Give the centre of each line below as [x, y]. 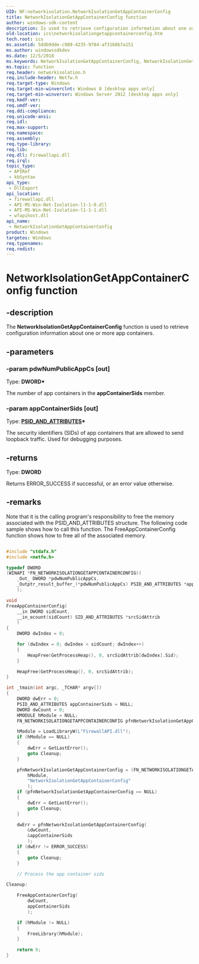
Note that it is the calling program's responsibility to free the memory [90, 516]
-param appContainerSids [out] [52, 408]
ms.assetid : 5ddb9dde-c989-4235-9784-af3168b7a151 [70, 45]
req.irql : [18, 161]
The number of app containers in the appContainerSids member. [86, 393]
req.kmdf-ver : [24, 100]
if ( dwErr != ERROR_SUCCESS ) [53, 847]
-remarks [24, 502]
